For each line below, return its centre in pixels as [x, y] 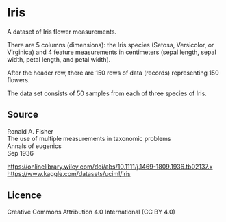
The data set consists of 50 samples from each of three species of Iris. [107, 93]
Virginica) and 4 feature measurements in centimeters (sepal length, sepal [112, 52]
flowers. [18, 79]
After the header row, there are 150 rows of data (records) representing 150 [113, 73]
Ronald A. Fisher [30, 131]
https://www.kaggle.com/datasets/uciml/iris [69, 173]
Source [23, 115]
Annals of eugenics [34, 146]
